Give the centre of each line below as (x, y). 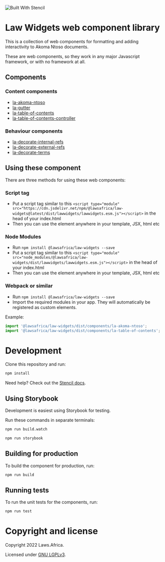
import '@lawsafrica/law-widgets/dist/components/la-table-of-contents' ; (83, 330)
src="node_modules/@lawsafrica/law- (50, 258)
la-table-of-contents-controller (44, 118)
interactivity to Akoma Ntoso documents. (47, 47)
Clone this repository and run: (35, 364)
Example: (15, 317)
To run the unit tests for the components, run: (52, 502)
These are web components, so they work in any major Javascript (73, 56)
